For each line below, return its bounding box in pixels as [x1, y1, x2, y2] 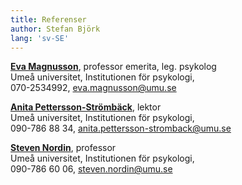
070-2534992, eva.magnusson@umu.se [10, 82, 177, 94]
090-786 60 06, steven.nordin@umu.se [10, 163, 173, 175]
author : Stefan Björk [10, 24, 101, 34]
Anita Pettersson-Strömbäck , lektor [10, 101, 162, 113]
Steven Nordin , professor [10, 142, 117, 154]
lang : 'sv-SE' [10, 33, 70, 43]
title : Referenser [10, 14, 87, 25]
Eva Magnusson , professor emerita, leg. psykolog [10, 61, 217, 73]
